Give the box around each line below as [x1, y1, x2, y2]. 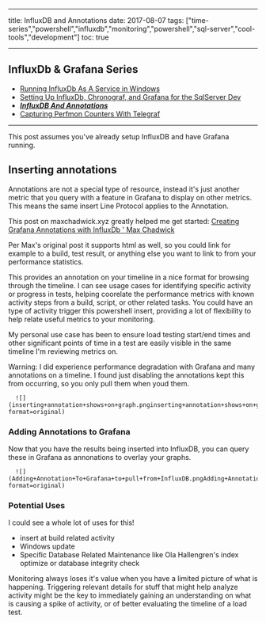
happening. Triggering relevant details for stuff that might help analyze [8, 583, 239, 592]
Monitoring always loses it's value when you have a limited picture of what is [8, 574, 258, 583]
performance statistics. [8, 256, 85, 266]
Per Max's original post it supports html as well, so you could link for [8, 240, 231, 249]
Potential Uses [8, 500, 66, 511]
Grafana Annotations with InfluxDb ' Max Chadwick [8, 225, 176, 234]
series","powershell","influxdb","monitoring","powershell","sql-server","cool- [8, 25, 256, 33]
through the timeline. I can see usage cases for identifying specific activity [8, 280, 252, 290]
